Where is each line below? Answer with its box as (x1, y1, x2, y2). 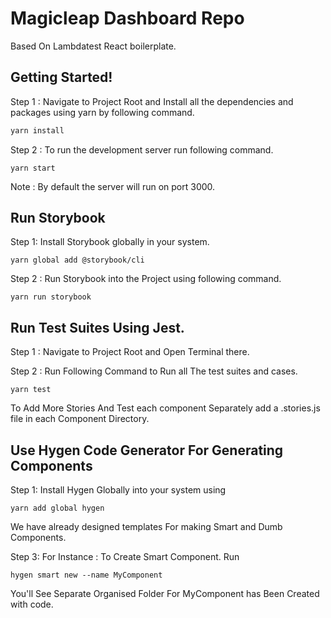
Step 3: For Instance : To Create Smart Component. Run (10, 551, 240, 563)
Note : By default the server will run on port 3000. (10, 180, 216, 192)
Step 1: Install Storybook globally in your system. (10, 236, 210, 248)
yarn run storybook (10, 292, 92, 302)
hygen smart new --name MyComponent (10, 570, 163, 581)
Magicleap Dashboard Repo (10, 7, 245, 30)
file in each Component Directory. (10, 413, 150, 425)
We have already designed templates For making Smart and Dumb (10, 521, 283, 533)
